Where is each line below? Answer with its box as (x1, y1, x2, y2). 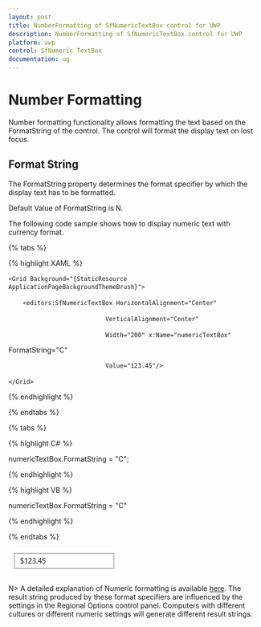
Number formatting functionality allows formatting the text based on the (8, 117, 247, 127)
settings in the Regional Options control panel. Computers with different (8, 601, 246, 610)
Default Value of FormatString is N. (8, 203, 124, 213)
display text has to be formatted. (8, 187, 116, 197)
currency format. (8, 227, 64, 237)
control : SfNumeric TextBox (8, 47, 103, 55)
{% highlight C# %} (8, 438, 73, 448)
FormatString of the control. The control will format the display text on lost (8, 125, 254, 136)
